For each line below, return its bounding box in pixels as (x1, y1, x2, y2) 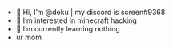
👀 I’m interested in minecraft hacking (15, 16, 138, 25)
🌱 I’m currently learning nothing (15, 24, 120, 33)
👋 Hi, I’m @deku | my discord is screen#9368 (15, 8, 166, 17)
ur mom (15, 32, 42, 42)
